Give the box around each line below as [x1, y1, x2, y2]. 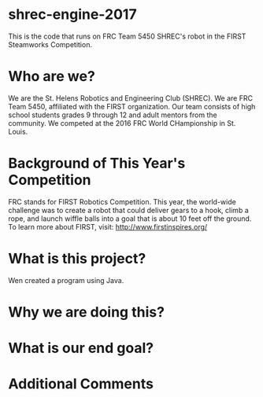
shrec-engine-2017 [8, 6, 137, 24]
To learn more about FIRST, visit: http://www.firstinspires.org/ [8, 222, 208, 231]
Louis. [8, 127, 28, 136]
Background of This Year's [8, 155, 186, 172]
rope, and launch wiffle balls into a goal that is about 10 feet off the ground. [8, 214, 252, 223]
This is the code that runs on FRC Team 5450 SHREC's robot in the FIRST [8, 31, 246, 41]
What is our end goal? [8, 340, 154, 357]
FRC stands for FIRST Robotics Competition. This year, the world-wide [8, 197, 236, 206]
